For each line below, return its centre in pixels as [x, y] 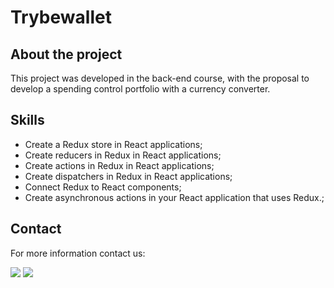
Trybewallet [61, 17]
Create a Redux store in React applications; [113, 144]
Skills [27, 120]
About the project [66, 54]
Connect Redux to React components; [103, 187]
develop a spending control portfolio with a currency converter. [140, 89]
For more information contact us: [78, 253]
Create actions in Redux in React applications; [119, 165]
